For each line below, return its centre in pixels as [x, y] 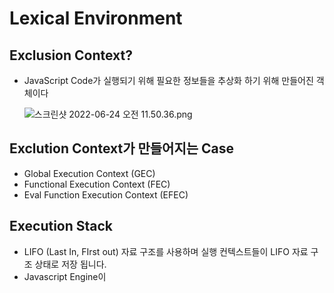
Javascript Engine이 [65, 276]
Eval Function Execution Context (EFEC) [106, 194]
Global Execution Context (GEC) [89, 173]
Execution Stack [61, 226]
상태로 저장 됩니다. [70, 264]
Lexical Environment [96, 18]
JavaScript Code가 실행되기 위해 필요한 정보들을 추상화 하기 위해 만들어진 [168, 80]
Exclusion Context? [71, 55]
